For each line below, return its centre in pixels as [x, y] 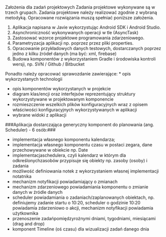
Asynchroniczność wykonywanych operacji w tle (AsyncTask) [75, 32]
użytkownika [25, 213]
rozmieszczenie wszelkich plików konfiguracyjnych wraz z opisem [80, 104]
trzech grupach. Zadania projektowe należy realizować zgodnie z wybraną [81, 12]
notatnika [22, 176]
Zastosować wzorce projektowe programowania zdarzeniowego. [78, 38]
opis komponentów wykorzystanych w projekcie [61, 89]
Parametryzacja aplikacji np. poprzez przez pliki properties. [73, 43]
